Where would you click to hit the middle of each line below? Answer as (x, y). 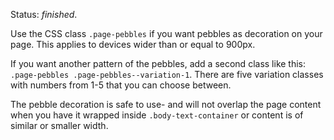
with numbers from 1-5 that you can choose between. (121, 85)
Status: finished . (44, 14)
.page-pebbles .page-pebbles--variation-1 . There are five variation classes (167, 74)
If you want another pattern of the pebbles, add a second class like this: (158, 63)
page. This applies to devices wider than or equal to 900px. (133, 44)
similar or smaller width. (59, 125)
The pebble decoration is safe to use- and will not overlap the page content (166, 104)
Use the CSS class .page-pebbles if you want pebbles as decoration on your (166, 33)
